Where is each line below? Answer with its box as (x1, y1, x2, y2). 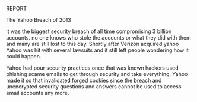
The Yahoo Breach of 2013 (6, 17, 71, 23)
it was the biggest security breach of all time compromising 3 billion (6, 28, 172, 35)
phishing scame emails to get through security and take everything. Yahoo (6, 71, 188, 77)
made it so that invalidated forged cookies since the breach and (6, 77, 162, 84)
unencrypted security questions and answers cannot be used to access (6, 83, 182, 90)
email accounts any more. (6, 90, 69, 96)
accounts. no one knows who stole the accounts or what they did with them (6, 34, 191, 41)
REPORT (6, 5, 27, 12)
